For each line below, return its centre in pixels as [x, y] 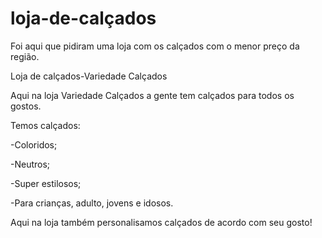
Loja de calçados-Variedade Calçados [89, 76]
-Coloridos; [34, 144]
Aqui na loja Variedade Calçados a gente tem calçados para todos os [152, 95]
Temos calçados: [45, 125]
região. [25, 56]
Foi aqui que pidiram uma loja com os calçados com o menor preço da [155, 46]
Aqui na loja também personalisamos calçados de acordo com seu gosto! [161, 222]
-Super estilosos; [46, 183]
